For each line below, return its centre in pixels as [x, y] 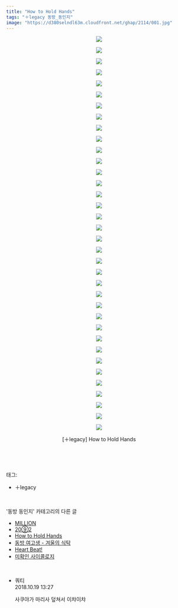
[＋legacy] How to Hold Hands [99, 439]
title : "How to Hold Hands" [41, 12]
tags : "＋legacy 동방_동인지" [40, 17]
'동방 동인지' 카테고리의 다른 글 [42, 512]
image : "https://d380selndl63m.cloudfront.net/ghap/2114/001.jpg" [89, 22]
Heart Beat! [29, 549]
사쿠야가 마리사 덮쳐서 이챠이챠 [50, 599]
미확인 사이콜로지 [34, 557]
